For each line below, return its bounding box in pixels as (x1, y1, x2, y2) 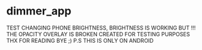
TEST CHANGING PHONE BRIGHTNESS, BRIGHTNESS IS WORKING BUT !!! (6, 24, 196, 31)
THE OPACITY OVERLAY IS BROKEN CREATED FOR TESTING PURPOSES (6, 30, 190, 37)
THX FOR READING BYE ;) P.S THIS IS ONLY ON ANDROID (6, 37, 154, 44)
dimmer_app (6, 4, 72, 18)
